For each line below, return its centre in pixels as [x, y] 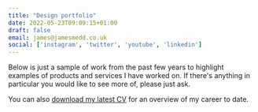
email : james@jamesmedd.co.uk [58, 37]
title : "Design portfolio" [52, 15]
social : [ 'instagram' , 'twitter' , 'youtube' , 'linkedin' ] [105, 45]
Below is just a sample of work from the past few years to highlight [116, 67]
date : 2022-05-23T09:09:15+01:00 [63, 23]
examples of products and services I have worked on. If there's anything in [129, 76]
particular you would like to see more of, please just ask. [100, 84]
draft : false [29, 30]
